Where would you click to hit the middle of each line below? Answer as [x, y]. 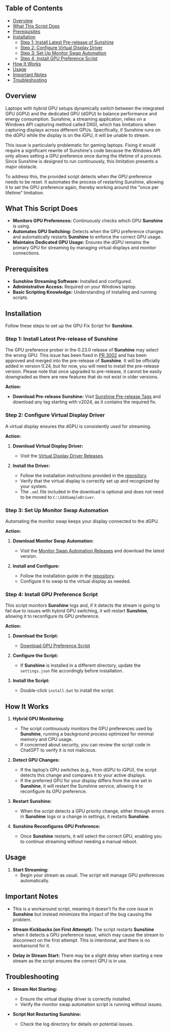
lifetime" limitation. [25, 192]
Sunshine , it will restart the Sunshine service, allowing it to [81, 786]
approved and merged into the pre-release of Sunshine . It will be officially [83, 361]
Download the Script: [35, 636]
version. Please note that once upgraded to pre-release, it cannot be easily [84, 372]
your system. [34, 486]
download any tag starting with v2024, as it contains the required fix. [84, 402]
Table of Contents [34, 8]
